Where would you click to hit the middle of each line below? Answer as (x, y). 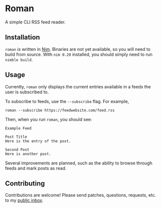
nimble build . (19, 60)
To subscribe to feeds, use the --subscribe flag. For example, (67, 101)
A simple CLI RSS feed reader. (35, 22)
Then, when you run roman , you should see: (48, 119)
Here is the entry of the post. (38, 141)
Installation (23, 37)
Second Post (17, 149)
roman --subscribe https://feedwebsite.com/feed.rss (60, 110)
